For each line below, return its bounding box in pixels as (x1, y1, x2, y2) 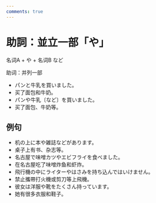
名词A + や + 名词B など (6, 56, 64, 64)
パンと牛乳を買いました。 (14, 81, 78, 88)
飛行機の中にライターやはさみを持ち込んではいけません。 (14, 168, 154, 175)
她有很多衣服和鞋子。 (14, 191, 67, 198)
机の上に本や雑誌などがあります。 (14, 139, 97, 146)
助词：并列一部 (6, 69, 42, 76)
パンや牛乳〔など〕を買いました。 (14, 96, 98, 103)
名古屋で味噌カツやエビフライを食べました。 (14, 154, 124, 161)
